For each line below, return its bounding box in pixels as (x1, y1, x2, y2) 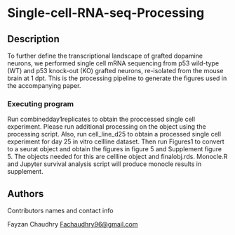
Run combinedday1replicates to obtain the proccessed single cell (7, 115, 195, 124)
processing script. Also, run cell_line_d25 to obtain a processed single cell (7, 130, 222, 139)
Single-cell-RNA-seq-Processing (7, 5, 205, 21)
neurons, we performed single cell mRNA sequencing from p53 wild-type (7, 59, 220, 68)
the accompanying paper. (7, 82, 81, 89)
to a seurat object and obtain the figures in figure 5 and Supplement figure (7, 145, 222, 153)
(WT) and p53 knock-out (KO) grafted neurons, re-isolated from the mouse (7, 67, 224, 75)
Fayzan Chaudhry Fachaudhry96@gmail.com (7, 220, 138, 229)
